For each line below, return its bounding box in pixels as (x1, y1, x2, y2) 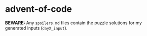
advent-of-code (5, 3, 73, 15)
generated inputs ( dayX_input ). (5, 25, 68, 31)
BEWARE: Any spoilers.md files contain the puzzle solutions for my (5, 20, 142, 26)
